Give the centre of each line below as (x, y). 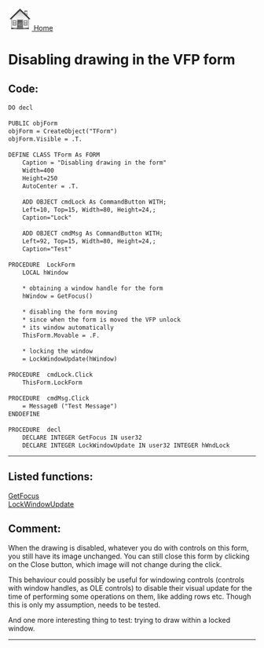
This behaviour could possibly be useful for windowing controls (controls (126, 580)
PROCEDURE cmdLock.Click (50, 375)
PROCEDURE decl (35, 430)
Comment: (35, 529)
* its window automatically (68, 328)
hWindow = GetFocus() (57, 296)
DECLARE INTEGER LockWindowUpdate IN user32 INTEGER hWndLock (126, 445)
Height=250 (40, 178)
